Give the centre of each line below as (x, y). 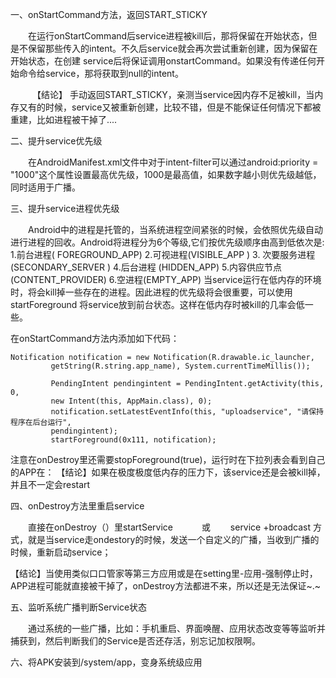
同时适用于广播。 (45, 187)
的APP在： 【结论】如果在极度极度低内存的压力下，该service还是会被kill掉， (168, 472)
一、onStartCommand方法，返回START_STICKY (109, 14)
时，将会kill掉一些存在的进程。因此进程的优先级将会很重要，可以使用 (151, 292)
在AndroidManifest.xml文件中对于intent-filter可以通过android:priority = (173, 162)
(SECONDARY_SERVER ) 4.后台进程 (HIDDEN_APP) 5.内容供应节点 (146, 267)
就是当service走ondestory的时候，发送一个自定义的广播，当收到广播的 (173, 539)
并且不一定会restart (50, 484)
